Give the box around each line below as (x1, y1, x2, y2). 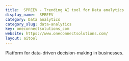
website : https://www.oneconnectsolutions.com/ (5, 31, 109, 36)
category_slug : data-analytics (5, 21, 72, 27)
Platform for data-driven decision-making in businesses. (5, 49, 124, 56)
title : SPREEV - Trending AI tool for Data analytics (5, 7, 124, 13)
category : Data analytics (5, 17, 60, 22)
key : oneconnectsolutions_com (5, 26, 70, 32)
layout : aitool (5, 36, 38, 41)
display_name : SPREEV (5, 12, 54, 17)
